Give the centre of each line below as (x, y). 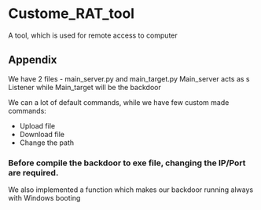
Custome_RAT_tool (72, 14)
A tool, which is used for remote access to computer (93, 35)
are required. (33, 172)
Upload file (37, 125)
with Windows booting (44, 198)
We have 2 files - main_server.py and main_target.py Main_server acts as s (129, 78)
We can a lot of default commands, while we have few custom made (119, 102)
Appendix (33, 60)
